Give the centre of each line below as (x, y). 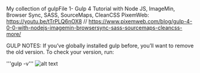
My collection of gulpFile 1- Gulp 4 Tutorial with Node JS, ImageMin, (91, 9)
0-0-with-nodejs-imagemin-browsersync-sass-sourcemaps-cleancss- (94, 28)
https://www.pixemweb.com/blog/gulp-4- (140, 21)
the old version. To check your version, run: (60, 52)
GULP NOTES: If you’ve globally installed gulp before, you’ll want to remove (100, 45)
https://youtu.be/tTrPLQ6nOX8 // (47, 21)
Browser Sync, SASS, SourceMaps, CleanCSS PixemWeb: (78, 15)
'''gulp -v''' (20, 63)
